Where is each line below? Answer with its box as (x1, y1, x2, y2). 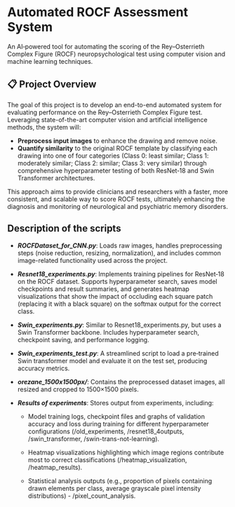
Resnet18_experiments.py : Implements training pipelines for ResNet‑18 (17, 269, 224, 278)
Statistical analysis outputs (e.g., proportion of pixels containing (27, 476, 213, 485)
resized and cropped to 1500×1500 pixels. (17, 385, 139, 393)
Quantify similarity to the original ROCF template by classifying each (17, 144, 217, 152)
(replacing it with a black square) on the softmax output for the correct (17, 299, 222, 308)
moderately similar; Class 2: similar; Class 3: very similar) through (17, 158, 207, 167)
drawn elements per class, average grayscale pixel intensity (27, 484, 201, 492)
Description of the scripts (7, 222, 121, 235)
